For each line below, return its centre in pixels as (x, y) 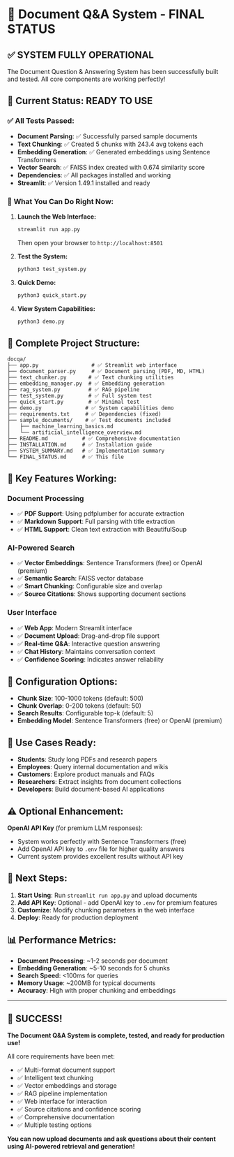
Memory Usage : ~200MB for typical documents (86, 983)
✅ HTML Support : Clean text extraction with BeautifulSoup (102, 529)
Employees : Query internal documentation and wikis (93, 767)
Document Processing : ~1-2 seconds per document (93, 961)
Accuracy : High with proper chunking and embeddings (96, 990)
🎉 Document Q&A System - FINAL (106, 14)
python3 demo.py (41, 321)
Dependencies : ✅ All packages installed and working (94, 175)
